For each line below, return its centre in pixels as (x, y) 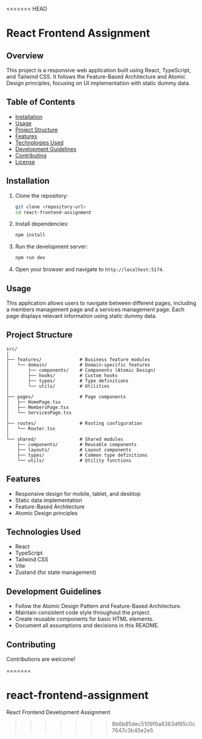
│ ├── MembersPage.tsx (38, 407)
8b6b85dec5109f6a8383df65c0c (154, 724)
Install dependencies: (42, 224)
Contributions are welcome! (41, 659)
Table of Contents (41, 102)
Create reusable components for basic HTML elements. (84, 619)
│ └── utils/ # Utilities (58, 386)
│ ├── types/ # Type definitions (68, 381)
